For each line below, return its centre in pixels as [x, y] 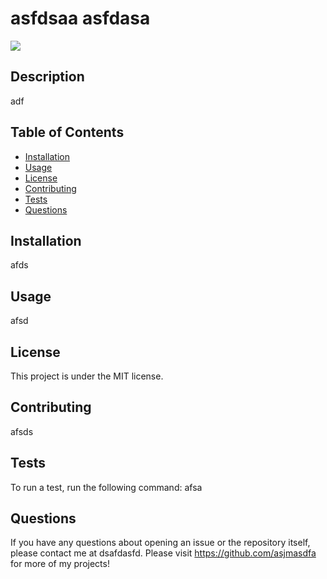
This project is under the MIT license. [87, 376]
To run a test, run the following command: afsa [106, 487]
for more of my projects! [60, 564]
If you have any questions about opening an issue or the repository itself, [160, 543]
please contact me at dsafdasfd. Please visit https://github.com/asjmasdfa [163, 553]
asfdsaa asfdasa [80, 18]
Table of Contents [67, 132]
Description [47, 77]
